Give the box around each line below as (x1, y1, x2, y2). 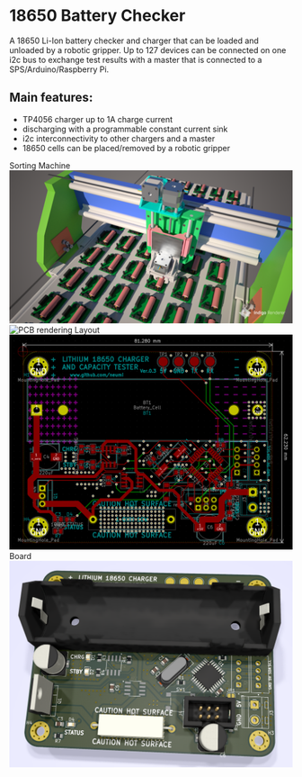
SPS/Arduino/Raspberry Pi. (9, 64, 110, 75)
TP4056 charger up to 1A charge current (22, 113, 173, 124)
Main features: (9, 90, 93, 105)
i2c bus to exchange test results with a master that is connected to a (9, 54, 262, 65)
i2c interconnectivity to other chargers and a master (22, 132, 216, 144)
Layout (75, 325, 101, 336)
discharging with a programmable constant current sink (22, 123, 228, 134)
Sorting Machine (9, 159, 71, 171)
